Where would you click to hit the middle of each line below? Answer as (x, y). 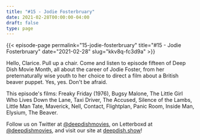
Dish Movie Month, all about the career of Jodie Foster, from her (85, 70)
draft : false (22, 23)
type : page (20, 28)
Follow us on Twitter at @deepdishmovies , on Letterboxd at (79, 124)
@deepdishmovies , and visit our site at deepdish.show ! (74, 130)
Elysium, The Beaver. (32, 113)
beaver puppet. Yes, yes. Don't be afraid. (57, 82)
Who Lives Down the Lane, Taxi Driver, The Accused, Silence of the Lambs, (99, 100)
